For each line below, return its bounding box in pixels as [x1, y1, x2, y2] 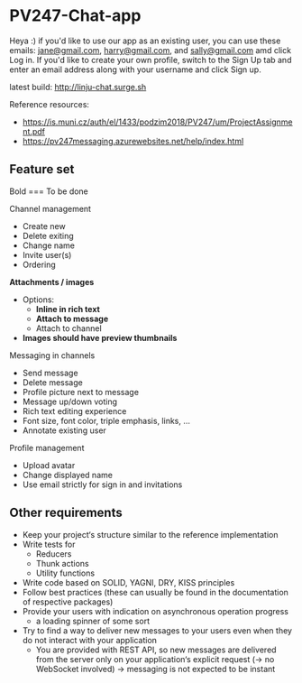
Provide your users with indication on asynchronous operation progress [22, 605, 288, 616]
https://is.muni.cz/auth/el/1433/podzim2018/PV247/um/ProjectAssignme [22, 116, 293, 127]
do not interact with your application [22, 634, 158, 645]
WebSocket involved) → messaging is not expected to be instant [35, 663, 276, 674]
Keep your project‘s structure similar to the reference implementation [22, 529, 279, 540]
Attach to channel [35, 322, 102, 334]
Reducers [35, 548, 72, 559]
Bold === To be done [9, 186, 88, 197]
